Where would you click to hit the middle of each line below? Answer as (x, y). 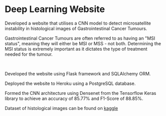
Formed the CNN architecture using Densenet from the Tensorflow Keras (80, 93)
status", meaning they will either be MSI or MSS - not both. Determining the (83, 43)
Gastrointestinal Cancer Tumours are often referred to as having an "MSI (80, 38)
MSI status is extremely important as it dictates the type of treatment (76, 49)
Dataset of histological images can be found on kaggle (61, 108)
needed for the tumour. (29, 54)
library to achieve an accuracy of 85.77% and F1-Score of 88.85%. (74, 98)
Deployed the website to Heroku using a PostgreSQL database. (70, 83)
